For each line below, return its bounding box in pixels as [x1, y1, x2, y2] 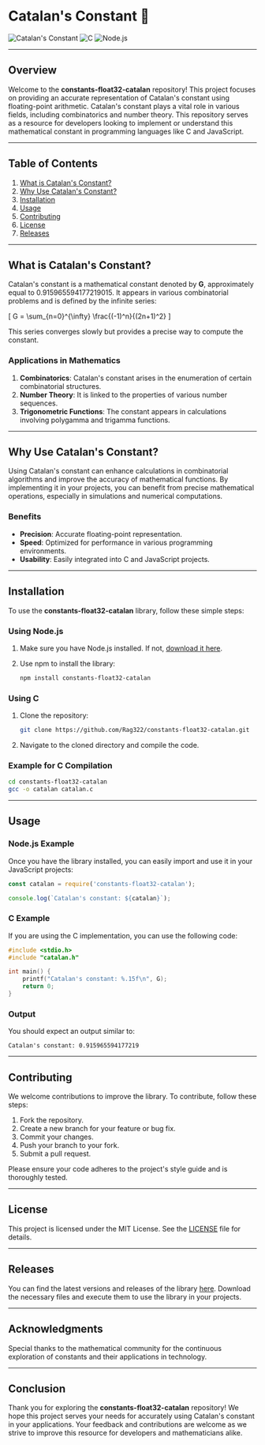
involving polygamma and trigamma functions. [19, 415, 171, 424]
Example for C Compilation [8, 760, 113, 771]
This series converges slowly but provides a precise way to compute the [8, 327, 244, 337]
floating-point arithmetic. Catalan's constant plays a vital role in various [8, 101, 241, 111]
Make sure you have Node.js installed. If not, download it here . [19, 643, 223, 653]
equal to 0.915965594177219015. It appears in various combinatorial [8, 288, 229, 297]
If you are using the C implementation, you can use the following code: [8, 930, 238, 940]
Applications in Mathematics [8, 355, 121, 366]
